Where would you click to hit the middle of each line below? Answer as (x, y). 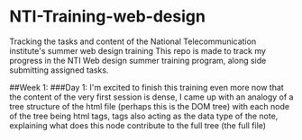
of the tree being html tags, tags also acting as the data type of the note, (144, 116)
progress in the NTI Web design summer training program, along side (138, 60)
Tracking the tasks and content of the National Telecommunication (133, 41)
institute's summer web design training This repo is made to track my (137, 50)
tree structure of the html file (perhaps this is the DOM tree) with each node (150, 106)
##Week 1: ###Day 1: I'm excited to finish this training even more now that (146, 87)
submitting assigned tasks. (59, 70)
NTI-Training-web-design (107, 17)
